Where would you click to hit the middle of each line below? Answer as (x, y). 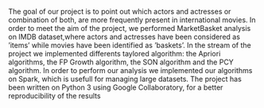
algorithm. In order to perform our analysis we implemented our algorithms (130, 70)
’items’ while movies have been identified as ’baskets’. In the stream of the (130, 45)
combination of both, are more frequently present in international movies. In (132, 20)
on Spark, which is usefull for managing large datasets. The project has (125, 79)
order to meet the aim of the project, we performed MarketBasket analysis (130, 28)
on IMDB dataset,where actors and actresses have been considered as (124, 37)
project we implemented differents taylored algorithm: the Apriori (115, 54)
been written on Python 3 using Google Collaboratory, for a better (116, 87)
